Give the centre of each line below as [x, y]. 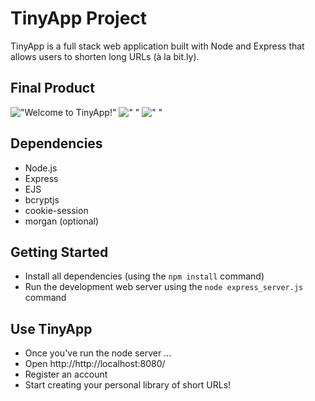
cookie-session [56, 210]
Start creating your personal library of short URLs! [128, 385]
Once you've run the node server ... [98, 353]
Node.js [41, 168]
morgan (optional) [62, 221]
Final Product [52, 88]
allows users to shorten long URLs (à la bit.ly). [105, 56]
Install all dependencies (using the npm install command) [144, 276]
